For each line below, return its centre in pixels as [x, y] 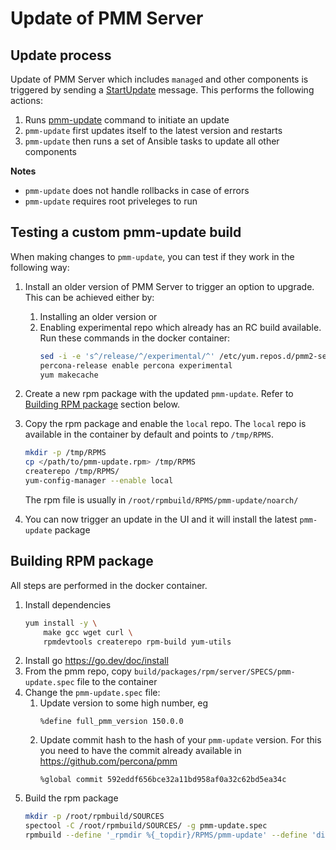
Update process [61, 55]
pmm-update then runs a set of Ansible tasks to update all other [152, 141]
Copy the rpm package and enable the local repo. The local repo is [165, 424]
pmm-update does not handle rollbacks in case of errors [137, 190]
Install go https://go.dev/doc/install [96, 661]
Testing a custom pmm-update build [126, 232]
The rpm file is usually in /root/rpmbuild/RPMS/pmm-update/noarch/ [161, 499]
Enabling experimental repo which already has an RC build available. [180, 327]
